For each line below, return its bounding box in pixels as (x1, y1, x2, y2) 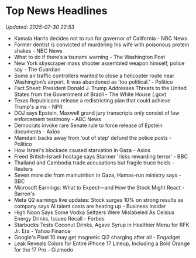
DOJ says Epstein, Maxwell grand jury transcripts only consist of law (13, 109, 180, 116)
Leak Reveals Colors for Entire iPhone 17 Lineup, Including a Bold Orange (13, 240, 190, 247)
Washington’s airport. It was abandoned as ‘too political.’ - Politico (13, 78, 173, 85)
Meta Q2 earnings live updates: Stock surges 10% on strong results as (13, 196, 184, 203)
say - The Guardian (13, 66, 61, 73)
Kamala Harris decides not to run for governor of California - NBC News (13, 35, 188, 42)
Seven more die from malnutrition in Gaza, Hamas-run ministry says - (13, 171, 182, 178)
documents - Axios (13, 128, 60, 135)
